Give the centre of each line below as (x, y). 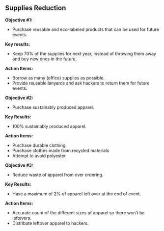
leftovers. (22, 218)
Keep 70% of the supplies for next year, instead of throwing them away (84, 53)
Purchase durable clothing (39, 145)
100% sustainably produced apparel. (49, 126)
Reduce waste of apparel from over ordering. (58, 175)
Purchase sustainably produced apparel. (53, 107)
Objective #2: (19, 98)
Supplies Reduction (36, 8)
